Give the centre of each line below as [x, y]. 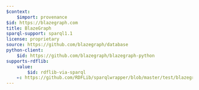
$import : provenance [42, 17]
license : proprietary [33, 39]
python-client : [25, 50]
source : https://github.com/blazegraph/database [67, 45]
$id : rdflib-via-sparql [57, 72]
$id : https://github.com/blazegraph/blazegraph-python [86, 56]
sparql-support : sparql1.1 [39, 34]
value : [25, 67]
